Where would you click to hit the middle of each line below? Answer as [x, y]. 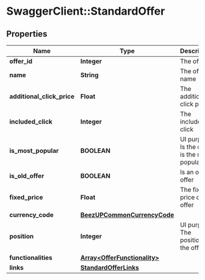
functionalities [31, 258]
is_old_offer [27, 176]
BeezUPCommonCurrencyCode [127, 215]
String [89, 75]
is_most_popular [34, 151]
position [22, 236]
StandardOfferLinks [110, 267]
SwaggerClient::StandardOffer [86, 11]
